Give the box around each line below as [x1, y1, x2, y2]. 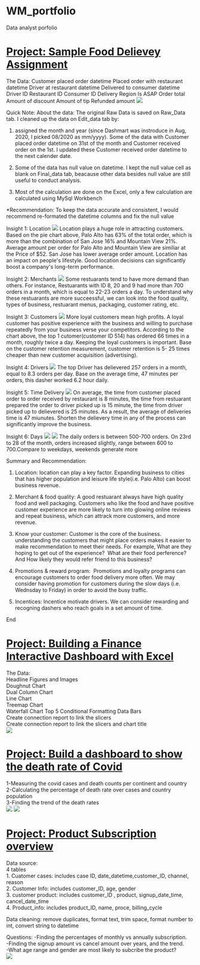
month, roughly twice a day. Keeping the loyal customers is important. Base [6, 338, 192, 345]
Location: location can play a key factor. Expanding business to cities [14, 469, 185, 476]
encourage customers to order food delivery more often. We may [14, 573, 175, 581]
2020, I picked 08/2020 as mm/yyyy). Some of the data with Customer [14, 133, 189, 140]
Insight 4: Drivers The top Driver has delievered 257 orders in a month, [6, 363, 187, 371]
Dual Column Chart [6, 688, 53, 696]
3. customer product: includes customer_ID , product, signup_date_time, [6, 891, 184, 899]
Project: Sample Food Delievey [6, 45, 161, 59]
